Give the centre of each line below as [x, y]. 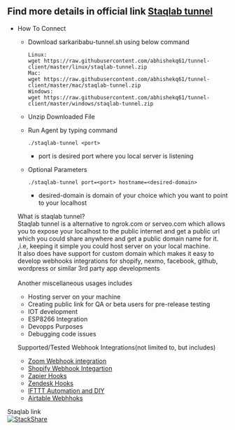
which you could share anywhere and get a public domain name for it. [118, 238]
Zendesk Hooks [50, 383]
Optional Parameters [57, 169]
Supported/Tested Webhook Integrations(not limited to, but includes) [116, 347]
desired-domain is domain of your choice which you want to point [133, 195]
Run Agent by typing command [72, 130]
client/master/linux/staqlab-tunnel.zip [87, 67]
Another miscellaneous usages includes [75, 283]
